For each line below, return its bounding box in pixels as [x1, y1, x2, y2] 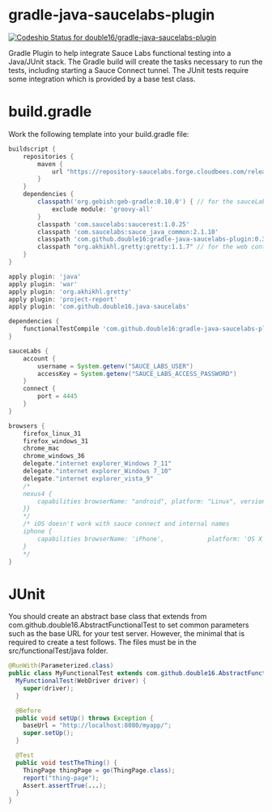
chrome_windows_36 [23, 452, 85, 460]
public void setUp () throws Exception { [15, 714, 154, 722]
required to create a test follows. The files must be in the [8, 638, 197, 647]
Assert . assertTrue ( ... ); [23, 781, 107, 789]
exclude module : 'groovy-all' [51, 205, 154, 213]
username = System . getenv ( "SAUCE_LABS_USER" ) [37, 362, 194, 370]
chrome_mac [23, 444, 60, 453]
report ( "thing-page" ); [23, 774, 100, 782]
